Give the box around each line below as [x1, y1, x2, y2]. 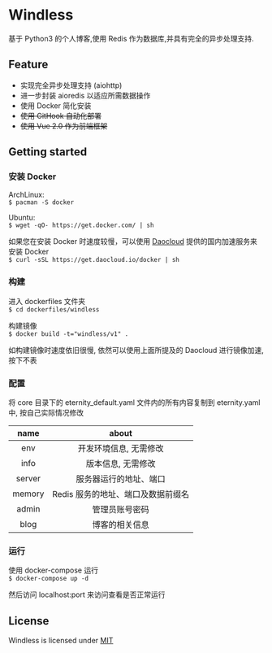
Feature [8, 58, 49, 72]
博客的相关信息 [92, 519, 150, 530]
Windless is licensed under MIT [8, 636, 114, 646]
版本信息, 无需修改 [85, 458, 156, 469]
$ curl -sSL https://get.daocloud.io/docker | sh [8, 256, 180, 264]
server [15, 473, 41, 485]
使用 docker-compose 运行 [8, 565, 99, 575]
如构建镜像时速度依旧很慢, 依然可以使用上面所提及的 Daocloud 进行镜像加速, [8, 345, 264, 355]
